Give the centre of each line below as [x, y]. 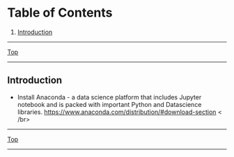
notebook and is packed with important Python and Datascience [109, 104]
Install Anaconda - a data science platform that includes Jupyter [109, 97]
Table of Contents [60, 13]
